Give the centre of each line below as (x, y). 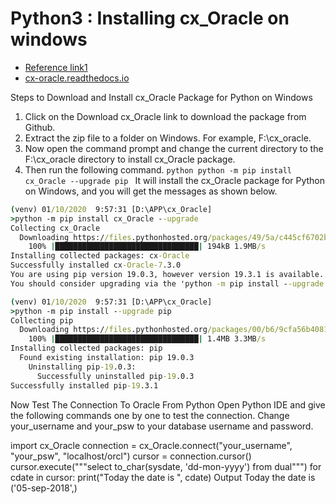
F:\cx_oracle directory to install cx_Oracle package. (130, 159)
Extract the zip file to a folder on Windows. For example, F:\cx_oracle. (168, 138)
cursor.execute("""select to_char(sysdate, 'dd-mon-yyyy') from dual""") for (166, 466)
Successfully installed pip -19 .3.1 (84, 385)
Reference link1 (56, 67)
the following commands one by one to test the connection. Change (150, 415)
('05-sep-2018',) (44, 488)
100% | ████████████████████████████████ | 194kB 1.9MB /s (147, 247)
